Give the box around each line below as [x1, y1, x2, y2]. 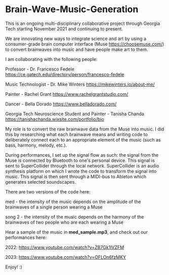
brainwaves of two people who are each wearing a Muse [5, 219, 124, 225]
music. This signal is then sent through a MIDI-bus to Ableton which [5, 174, 147, 180]
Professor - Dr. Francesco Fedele [5, 66, 74, 72]
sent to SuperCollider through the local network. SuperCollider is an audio [5, 162, 159, 168]
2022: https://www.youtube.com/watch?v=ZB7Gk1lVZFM [5, 244, 124, 250]
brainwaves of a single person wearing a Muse [5, 204, 103, 210]
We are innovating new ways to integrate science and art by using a [5, 36, 147, 42]
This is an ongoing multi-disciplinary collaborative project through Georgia [5, 20, 160, 26]
